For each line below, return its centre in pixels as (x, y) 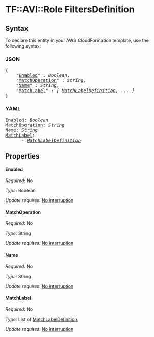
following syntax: (23, 46)
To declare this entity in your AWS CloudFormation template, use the (77, 40)
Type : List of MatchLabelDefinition (41, 319)
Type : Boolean (20, 191)
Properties (22, 156)
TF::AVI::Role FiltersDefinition (70, 9)
